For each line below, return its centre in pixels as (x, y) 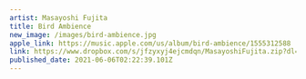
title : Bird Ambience (51, 26)
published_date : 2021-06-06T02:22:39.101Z (91, 60)
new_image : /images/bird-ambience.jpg (83, 35)
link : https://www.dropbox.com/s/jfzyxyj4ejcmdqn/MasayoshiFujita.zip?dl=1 (156, 52)
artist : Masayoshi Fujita (58, 18)
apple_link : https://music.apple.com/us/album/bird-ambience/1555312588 (150, 43)
